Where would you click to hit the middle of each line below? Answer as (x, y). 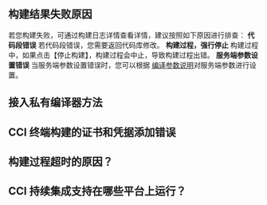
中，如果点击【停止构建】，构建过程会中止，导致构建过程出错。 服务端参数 (130, 55)
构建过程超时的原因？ (61, 162)
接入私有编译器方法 (55, 102)
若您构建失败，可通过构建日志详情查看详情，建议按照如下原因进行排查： (127, 35)
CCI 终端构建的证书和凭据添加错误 (92, 132)
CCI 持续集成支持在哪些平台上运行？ (97, 191)
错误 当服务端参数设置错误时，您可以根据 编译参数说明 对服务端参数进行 (132, 65)
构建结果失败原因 (50, 14)
